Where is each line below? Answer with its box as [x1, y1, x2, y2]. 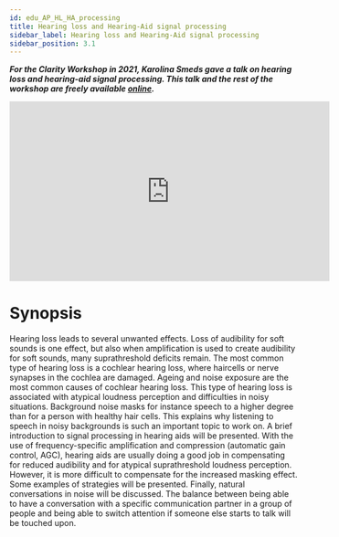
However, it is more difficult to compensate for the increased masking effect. [9, 469, 298, 480]
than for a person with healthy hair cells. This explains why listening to [9, 411, 274, 422]
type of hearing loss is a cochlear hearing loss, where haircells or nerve [9, 363, 280, 374]
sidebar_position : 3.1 [9, 38, 96, 48]
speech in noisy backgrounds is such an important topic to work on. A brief [9, 421, 293, 432]
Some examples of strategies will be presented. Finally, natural [9, 479, 245, 490]
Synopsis [9, 303, 82, 324]
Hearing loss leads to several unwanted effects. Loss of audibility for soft [9, 333, 285, 344]
